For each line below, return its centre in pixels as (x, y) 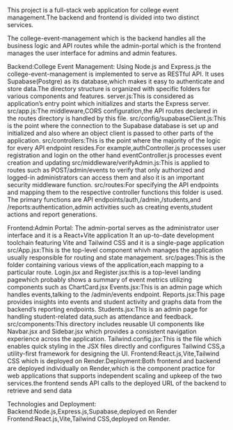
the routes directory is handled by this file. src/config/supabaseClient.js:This (116, 118)
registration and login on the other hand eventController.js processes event (114, 155)
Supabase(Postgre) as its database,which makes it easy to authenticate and (116, 81)
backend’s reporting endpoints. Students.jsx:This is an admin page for (107, 309)
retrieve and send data (40, 390)
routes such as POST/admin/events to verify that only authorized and (106, 170)
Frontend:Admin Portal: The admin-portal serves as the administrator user (113, 228)
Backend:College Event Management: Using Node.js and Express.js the (109, 66)
